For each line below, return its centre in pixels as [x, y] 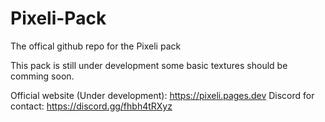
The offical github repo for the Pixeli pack [96, 46]
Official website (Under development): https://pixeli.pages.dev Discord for [162, 95]
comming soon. [42, 76]
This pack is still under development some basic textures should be [149, 65]
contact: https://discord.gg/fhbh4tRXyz [91, 106]
